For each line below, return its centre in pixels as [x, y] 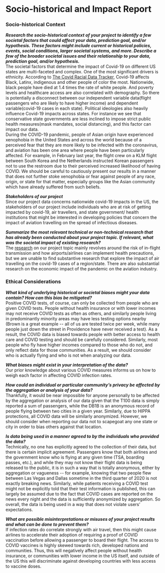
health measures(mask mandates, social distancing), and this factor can [78, 124]
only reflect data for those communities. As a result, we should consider [78, 350]
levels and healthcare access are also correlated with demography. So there [82, 93]
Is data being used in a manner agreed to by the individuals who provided [82, 436]
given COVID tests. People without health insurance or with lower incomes [81, 308]
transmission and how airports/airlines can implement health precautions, [80, 253]
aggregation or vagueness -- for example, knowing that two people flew [79, 473]
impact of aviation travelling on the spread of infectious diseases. [72, 223]
